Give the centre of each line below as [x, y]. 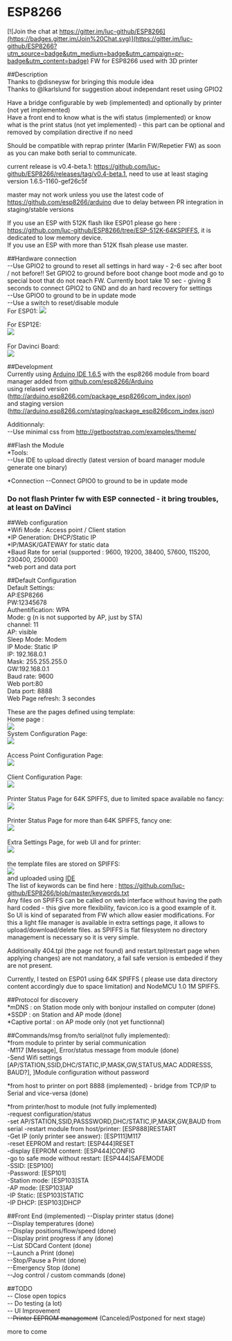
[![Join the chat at [33, 31]
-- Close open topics [37, 1296]
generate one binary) [37, 467]
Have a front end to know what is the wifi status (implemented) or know [109, 117]
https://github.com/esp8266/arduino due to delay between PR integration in [115, 201]
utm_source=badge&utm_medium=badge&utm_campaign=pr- [96, 54]
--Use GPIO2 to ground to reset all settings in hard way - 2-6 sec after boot [115, 265]
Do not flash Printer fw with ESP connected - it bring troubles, [113, 499]
